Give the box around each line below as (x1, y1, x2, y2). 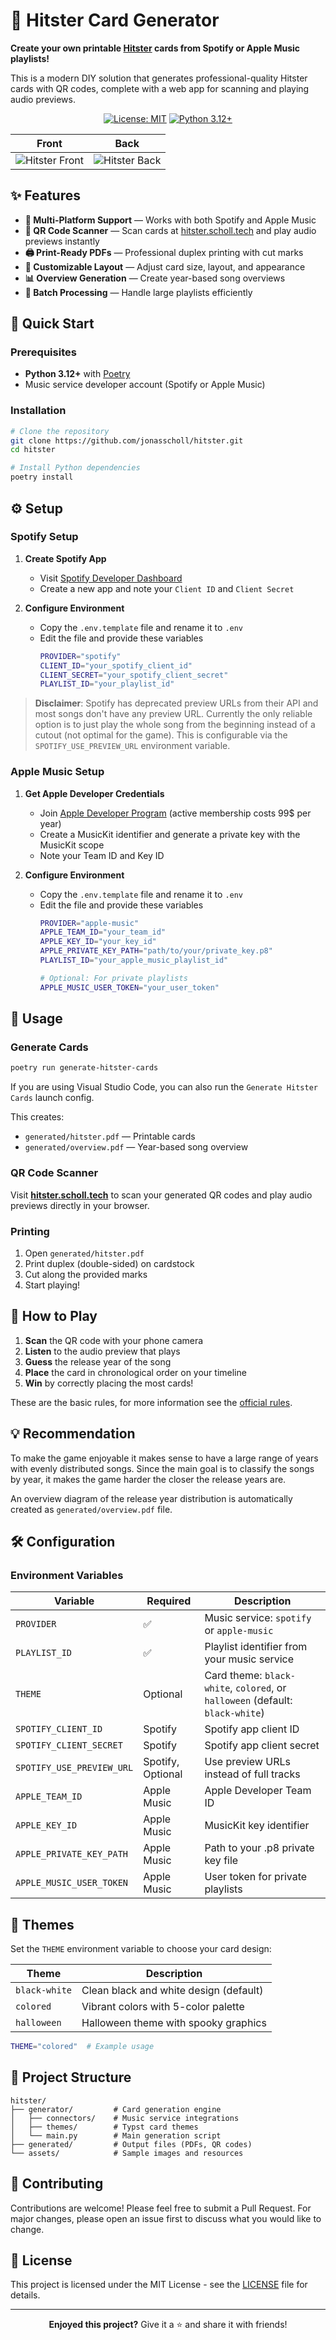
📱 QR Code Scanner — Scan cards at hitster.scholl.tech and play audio (24, 224, 317, 236)
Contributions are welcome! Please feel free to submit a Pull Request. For (10, 2202, 312, 2214)
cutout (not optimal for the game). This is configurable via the (34, 729, 288, 741)
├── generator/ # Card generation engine (10, 2104, 222, 2114)
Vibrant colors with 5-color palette (81, 2000, 245, 2013)
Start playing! (24, 1279, 81, 1291)
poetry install (10, 472, 74, 483)
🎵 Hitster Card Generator (10, 9, 220, 32)
